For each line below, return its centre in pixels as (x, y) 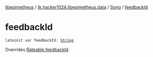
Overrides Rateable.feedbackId (37, 50)
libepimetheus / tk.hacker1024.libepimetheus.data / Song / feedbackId (76, 7)
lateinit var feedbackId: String (39, 40)
